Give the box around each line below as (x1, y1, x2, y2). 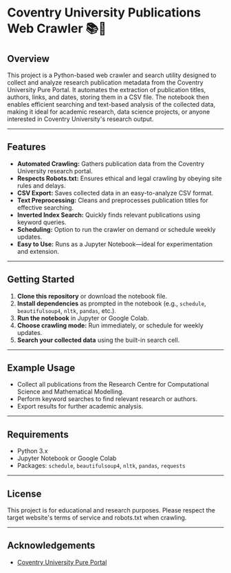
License (7, 488, 42, 499)
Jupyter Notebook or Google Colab (16, 454, 117, 462)
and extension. (16, 247, 60, 255)
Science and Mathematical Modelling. (16, 387, 124, 396)
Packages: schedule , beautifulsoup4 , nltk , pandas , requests (16, 462, 186, 470)
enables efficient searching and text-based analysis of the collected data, (7, 100, 216, 108)
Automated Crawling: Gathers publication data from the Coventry (16, 160, 205, 168)
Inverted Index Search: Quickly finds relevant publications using (16, 210, 201, 219)
